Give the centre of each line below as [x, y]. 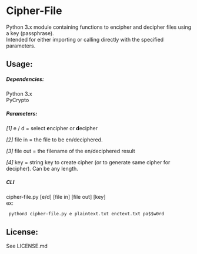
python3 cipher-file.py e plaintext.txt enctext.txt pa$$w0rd [86, 214]
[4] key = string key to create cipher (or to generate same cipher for [88, 162]
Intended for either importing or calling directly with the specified [85, 39]
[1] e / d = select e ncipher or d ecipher [52, 128]
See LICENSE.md [27, 246]
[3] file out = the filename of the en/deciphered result [71, 151]
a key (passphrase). [30, 33]
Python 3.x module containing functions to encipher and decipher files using [99, 27]
